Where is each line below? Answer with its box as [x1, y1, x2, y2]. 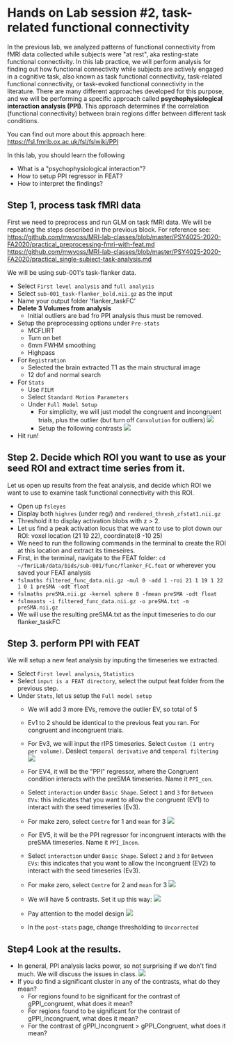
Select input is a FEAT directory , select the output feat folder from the [17, 677, 225, 685]
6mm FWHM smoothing [27, 341, 96, 349]
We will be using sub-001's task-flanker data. [7, 268, 137, 276]
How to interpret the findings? [17, 179, 103, 187]
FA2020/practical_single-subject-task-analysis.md [7, 255, 152, 263]
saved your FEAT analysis [17, 568, 92, 577]
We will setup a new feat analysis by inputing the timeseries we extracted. [7, 656, 219, 664]
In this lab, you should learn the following [7, 151, 125, 159]
